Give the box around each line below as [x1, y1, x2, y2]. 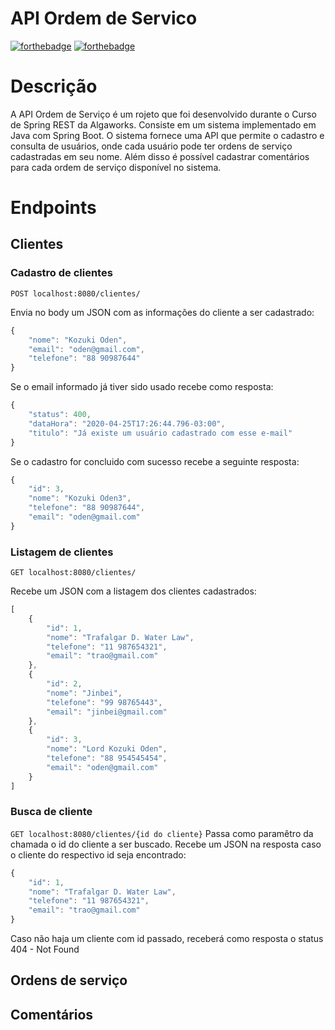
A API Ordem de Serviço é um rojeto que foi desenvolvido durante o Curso [10, 108, 317, 120]
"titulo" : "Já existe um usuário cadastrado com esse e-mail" [28, 428, 293, 438]
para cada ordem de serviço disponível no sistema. [10, 161, 222, 173]
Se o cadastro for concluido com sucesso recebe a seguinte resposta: [10, 455, 300, 467]
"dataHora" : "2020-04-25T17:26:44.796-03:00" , [28, 418, 226, 429]
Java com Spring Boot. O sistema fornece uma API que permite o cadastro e [10, 129, 325, 141]
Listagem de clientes [10, 545, 114, 559]
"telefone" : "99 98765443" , [46, 697, 163, 707]
